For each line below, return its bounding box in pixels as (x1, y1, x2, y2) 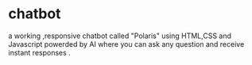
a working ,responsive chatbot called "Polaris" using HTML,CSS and (8, 31, 232, 40)
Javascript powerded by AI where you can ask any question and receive (8, 39, 245, 48)
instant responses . (8, 48, 72, 57)
